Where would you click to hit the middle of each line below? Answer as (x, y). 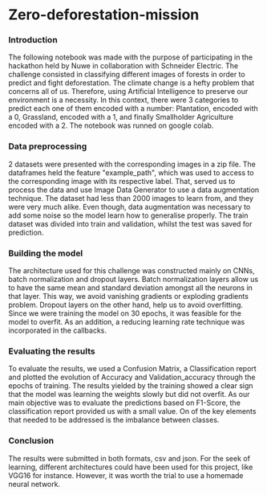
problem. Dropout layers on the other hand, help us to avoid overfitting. (125, 305)
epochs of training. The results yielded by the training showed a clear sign (131, 386)
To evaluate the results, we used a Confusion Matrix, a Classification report (132, 369)
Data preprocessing (48, 146)
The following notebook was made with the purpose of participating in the (131, 57)
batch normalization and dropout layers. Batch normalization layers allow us (133, 280)
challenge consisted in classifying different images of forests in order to (127, 75)
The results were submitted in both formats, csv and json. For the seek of (129, 458)
